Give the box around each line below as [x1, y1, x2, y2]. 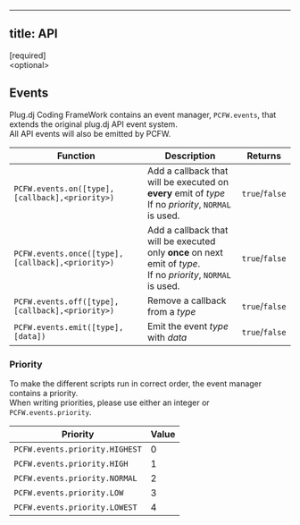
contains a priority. [9, 387, 79, 398]
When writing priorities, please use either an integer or [9, 397, 210, 408]
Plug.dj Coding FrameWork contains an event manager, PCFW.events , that [9, 109, 277, 120]
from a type [146, 305, 196, 318]
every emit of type [146, 187, 226, 199]
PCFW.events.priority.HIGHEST [13, 444, 143, 454]
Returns [246, 149, 281, 162]
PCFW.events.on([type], [13, 183, 115, 193]
